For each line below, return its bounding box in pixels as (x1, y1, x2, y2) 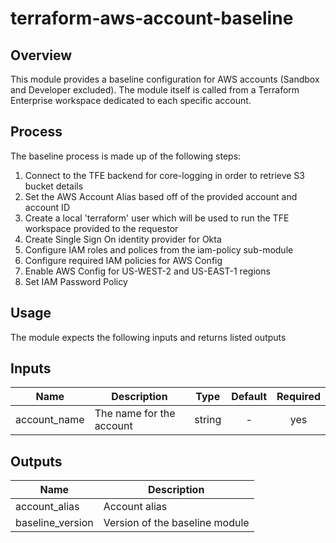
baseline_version (15, 516, 94, 530)
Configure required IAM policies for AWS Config (24, 254, 223, 266)
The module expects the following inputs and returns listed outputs (10, 331, 287, 343)
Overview (10, 47, 73, 64)
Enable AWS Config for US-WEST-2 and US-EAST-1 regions (24, 265, 271, 277)
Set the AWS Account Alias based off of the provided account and (24, 190, 298, 202)
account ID (24, 201, 70, 213)
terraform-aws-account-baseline (10, 7, 294, 30)
